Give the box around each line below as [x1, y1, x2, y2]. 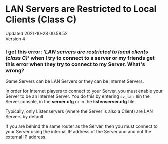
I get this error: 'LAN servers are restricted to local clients [5, 48, 149, 55]
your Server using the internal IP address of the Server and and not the [5, 129, 152, 135]
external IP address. [5, 134, 47, 140]
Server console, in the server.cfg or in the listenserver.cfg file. [5, 99, 136, 105]
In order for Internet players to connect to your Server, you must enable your [5, 88, 163, 94]
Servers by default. [5, 114, 45, 120]
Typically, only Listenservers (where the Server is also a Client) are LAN [5, 108, 153, 114]
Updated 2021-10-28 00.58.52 [5, 30, 68, 36]
